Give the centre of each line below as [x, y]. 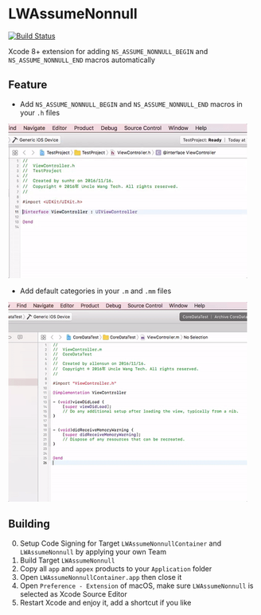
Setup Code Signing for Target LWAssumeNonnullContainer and [121, 543]
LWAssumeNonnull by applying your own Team [93, 551]
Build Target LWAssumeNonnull [67, 560]
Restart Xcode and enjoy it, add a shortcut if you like [105, 602]
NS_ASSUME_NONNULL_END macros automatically [82, 60]
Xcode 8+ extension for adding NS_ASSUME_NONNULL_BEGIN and [108, 51]
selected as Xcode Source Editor [73, 593]
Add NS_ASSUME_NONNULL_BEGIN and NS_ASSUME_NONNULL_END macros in [131, 104]
